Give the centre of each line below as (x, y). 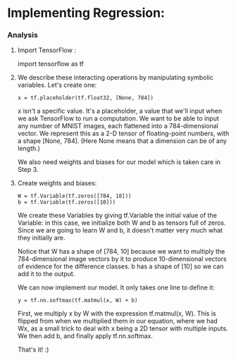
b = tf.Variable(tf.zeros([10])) (67, 202)
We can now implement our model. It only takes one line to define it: (116, 287)
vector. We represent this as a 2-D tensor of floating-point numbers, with (123, 134)
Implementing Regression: (86, 13)
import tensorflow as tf (51, 64)
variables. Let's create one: (57, 85)
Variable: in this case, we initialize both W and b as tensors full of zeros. (122, 223)
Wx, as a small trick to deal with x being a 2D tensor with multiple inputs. (123, 328)
